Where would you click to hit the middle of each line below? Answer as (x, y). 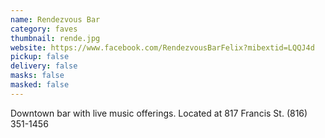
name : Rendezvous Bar (55, 19)
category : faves (44, 29)
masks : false (37, 76)
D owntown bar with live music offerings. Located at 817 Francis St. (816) (159, 113)
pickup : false (40, 57)
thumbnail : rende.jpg (55, 38)
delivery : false (44, 66)
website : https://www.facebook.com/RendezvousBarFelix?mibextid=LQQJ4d (162, 47)
